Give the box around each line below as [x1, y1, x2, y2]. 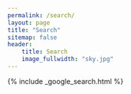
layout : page [7, 19, 51, 27]
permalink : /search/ [7, 11, 76, 20]
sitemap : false [7, 33, 58, 42]
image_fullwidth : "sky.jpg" [21, 56, 114, 63]
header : [7, 41, 33, 49]
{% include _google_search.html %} [7, 76, 124, 86]
